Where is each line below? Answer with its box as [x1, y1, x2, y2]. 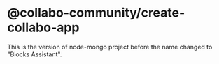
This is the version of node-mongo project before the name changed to [7, 42, 213, 51]
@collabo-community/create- [7, 5, 185, 21]
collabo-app [7, 19, 80, 35]
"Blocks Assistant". [7, 50, 62, 58]
